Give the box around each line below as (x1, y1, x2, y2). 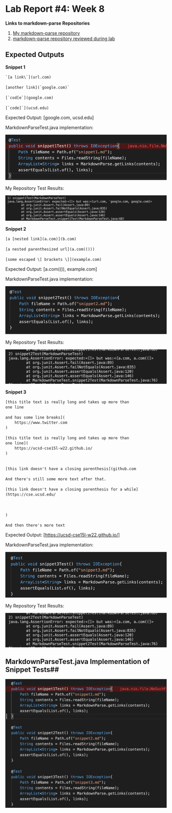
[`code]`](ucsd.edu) (5, 105, 50, 110)
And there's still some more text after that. (5, 476, 106, 482)
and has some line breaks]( (5, 414, 66, 420)
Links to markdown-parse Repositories (5, 20, 90, 26)
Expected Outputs (5, 50, 64, 59)
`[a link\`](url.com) (5, 74, 52, 80)
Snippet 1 (5, 64, 26, 70)
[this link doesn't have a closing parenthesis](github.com (5, 466, 137, 471)
